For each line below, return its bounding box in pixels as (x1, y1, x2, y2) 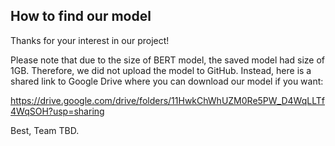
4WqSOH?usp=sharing (10, 105, 105, 117)
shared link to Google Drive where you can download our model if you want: (10, 75, 324, 87)
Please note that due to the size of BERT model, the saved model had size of (10, 54, 325, 66)
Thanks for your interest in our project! (10, 34, 170, 46)
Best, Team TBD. (10, 124, 80, 136)
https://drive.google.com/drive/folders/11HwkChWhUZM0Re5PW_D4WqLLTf (10, 94, 325, 106)
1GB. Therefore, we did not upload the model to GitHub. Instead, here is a (10, 64, 312, 76)
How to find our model (10, 8, 152, 25)
